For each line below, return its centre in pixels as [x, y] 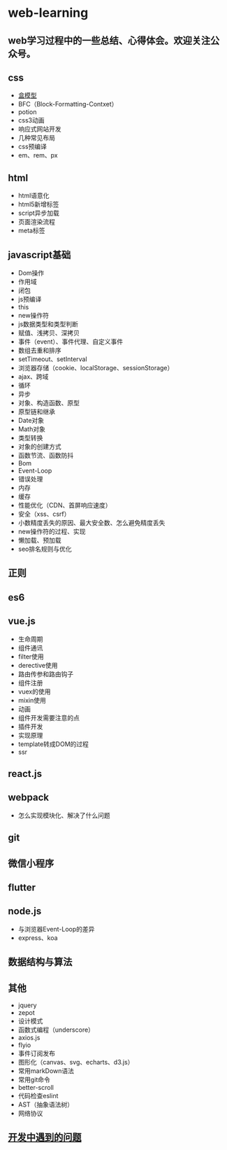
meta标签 [31, 231]
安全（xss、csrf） [44, 514]
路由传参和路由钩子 [46, 674]
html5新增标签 [38, 204]
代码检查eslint [38, 1096]
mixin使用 [32, 700]
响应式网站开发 [39, 129]
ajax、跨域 [33, 377]
